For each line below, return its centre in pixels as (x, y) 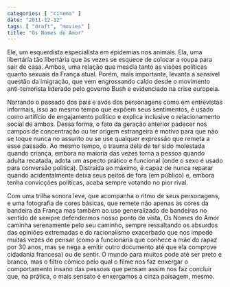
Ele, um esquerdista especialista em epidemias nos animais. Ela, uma (105, 52)
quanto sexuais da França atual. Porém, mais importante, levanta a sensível (114, 74)
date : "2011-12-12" (35, 20)
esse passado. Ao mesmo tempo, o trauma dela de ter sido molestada (106, 146)
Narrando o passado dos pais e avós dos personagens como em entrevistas (115, 102)
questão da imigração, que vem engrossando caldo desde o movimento (109, 82)
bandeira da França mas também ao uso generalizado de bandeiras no (107, 211)
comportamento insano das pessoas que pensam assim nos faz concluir (110, 269)
